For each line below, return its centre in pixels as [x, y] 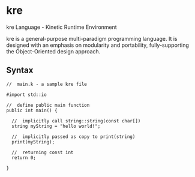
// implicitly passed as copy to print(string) [73, 136]
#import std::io [26, 94]
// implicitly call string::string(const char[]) [76, 121]
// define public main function [48, 105]
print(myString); [33, 142]
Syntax [20, 70]
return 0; [24, 157]
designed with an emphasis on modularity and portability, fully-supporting [97, 45]
